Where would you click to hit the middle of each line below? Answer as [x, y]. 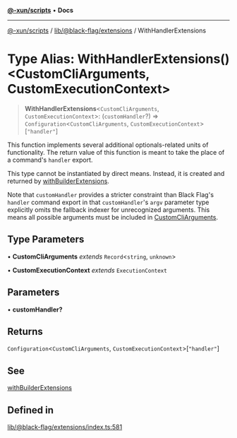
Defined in [31, 410]
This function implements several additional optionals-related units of [108, 145]
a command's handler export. [50, 160]
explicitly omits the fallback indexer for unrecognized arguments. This [109, 209]
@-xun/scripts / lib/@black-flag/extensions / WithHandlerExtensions [107, 30]
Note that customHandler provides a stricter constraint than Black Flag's [110, 194]
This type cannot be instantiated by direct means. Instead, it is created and [116, 173]
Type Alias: [41, 59]
